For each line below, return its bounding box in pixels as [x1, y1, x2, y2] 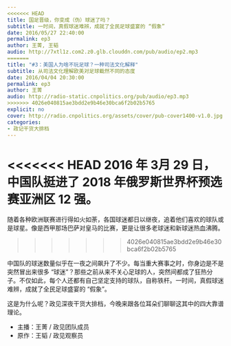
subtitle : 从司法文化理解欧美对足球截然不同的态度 [7, 67, 135, 74]
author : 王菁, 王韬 [7, 42, 59, 49]
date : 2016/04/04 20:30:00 [7, 74, 85, 81]
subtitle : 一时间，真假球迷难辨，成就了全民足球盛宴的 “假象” [7, 23, 165, 30]
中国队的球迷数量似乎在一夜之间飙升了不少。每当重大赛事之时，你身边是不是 [7, 259, 224, 268]
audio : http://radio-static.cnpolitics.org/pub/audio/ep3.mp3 [7, 94, 189, 100]
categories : [7, 118, 41, 126]
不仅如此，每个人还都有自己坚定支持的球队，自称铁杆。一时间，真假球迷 [19, 277, 224, 285]
